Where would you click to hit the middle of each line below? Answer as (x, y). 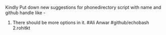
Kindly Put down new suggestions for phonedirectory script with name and (83, 7)
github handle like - (25, 13)
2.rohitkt (21, 28)
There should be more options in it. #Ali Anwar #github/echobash (81, 23)
